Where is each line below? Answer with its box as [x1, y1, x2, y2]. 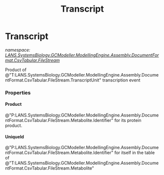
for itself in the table [114, 150, 155, 156]
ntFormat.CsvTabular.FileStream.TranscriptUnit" [5, 77, 101, 83]
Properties [5, 89, 31, 96]
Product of [5, 67, 27, 73]
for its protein [114, 117, 141, 123]
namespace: [5, 47, 30, 53]
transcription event [102, 77, 141, 83]
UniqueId [5, 134, 24, 139]
